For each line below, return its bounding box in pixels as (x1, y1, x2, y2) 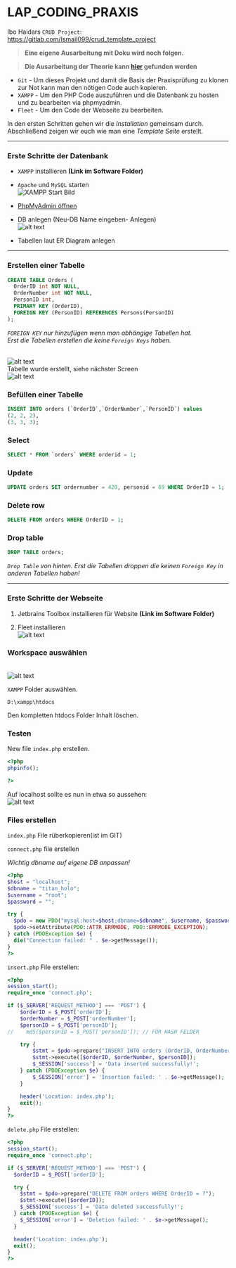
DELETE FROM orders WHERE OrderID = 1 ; (7, 516, 124, 524)
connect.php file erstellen (7, 845, 79, 853)
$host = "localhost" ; (7, 878, 71, 885)
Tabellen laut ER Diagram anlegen (17, 236, 115, 245)
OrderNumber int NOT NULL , (13, 290, 93, 297)
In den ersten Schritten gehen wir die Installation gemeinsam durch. (7, 119, 204, 127)
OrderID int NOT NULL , (13, 283, 80, 290)
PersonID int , (13, 296, 55, 303)
